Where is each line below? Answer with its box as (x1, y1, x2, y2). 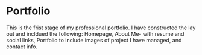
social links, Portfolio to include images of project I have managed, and (6, 36, 182, 44)
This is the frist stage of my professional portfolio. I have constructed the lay (6, 24, 196, 31)
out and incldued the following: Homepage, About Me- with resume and (6, 30, 185, 37)
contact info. (6, 43, 38, 50)
